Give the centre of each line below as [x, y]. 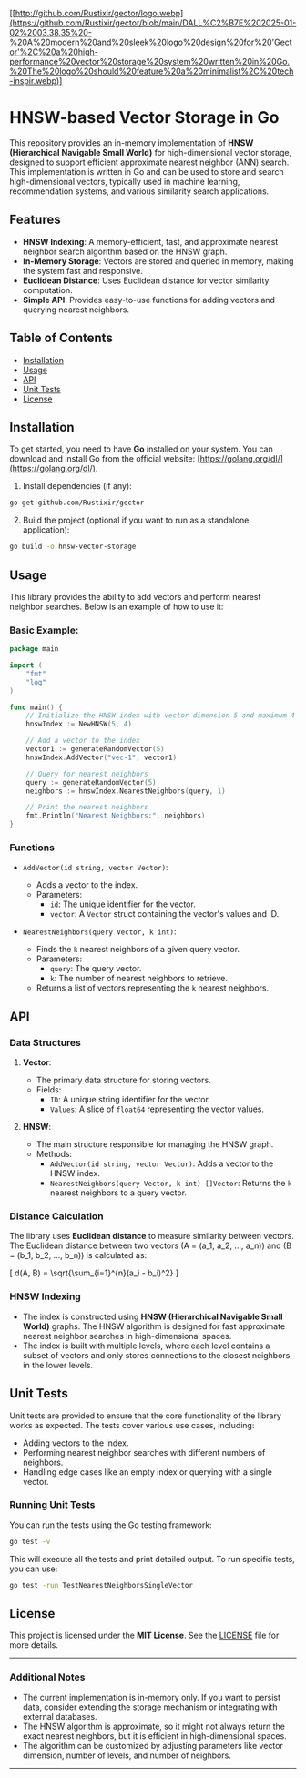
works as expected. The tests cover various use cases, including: [132, 1425]
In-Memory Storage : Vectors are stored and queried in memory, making [158, 261]
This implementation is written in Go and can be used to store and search [147, 171]
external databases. [60, 1716]
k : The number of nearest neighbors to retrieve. [139, 979]
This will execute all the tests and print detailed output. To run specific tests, [153, 1559]
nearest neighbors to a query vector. [118, 1193]
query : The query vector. [96, 969]
